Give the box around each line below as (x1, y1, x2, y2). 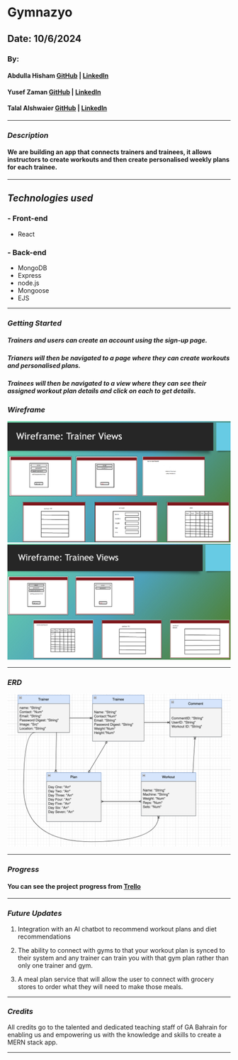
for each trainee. (7, 163, 58, 171)
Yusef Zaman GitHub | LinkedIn (7, 87, 101, 96)
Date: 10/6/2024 (7, 33, 81, 45)
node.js (17, 278, 40, 287)
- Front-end (7, 214, 48, 224)
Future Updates (7, 909, 62, 919)
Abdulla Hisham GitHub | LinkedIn (7, 72, 109, 80)
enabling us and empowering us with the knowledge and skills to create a (7, 1030, 222, 1039)
